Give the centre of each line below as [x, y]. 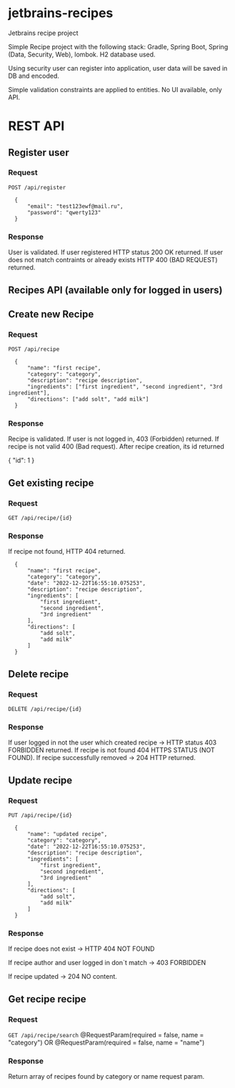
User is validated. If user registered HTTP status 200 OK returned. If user [116, 252]
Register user [39, 153]
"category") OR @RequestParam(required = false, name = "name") [106, 1043]
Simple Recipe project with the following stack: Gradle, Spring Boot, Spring [118, 46]
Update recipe [40, 780]
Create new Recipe [51, 314]
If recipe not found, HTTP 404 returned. [67, 552]
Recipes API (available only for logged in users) [115, 290]
